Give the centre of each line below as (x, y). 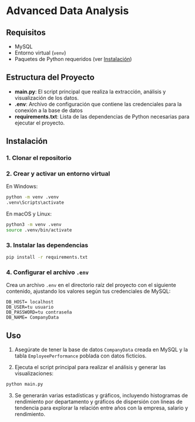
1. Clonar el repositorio (39, 158)
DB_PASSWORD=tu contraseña (39, 312)
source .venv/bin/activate (39, 230)
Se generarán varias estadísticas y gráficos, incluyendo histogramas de (101, 396)
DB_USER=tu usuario (30, 307)
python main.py (25, 384)
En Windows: (22, 187)
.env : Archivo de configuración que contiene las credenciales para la (98, 104)
